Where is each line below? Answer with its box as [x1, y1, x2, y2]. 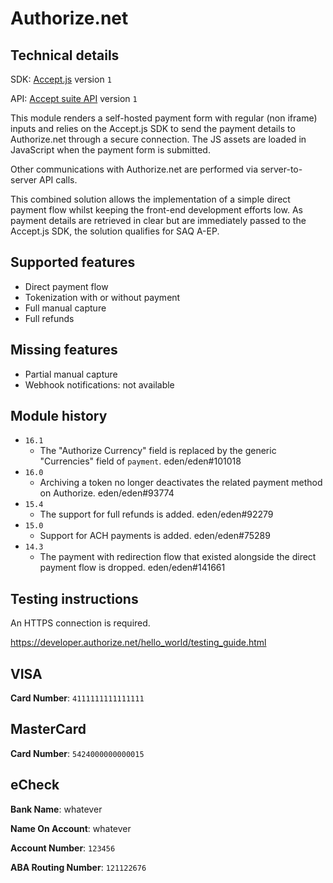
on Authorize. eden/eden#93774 [39, 487, 175, 499]
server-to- [259, 163, 303, 175]
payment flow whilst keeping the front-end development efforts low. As [10, 204, 303, 216]
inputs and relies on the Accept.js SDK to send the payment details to [10, 123, 296, 134]
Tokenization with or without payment [24, 291, 181, 303]
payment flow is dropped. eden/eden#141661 [39, 562, 226, 574]
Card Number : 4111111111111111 [10, 692, 145, 704]
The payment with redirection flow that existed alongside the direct [39, 551, 317, 563]
